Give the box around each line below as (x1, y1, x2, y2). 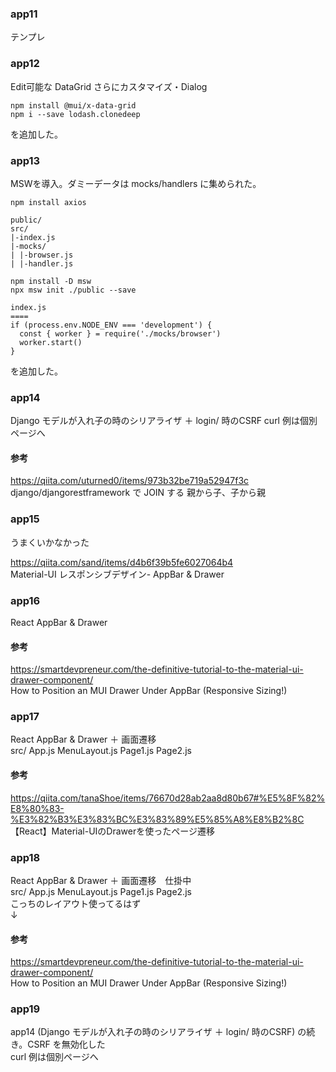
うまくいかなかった (10, 536, 90, 548)
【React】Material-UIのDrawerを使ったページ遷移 (10, 825, 215, 837)
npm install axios (10, 197, 87, 207)
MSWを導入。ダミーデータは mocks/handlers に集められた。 (10, 177, 262, 189)
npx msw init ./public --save (10, 285, 137, 295)
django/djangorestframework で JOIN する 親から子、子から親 (10, 487, 267, 499)
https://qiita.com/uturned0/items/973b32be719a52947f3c (10, 475, 250, 487)
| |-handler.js (10, 258, 74, 269)
